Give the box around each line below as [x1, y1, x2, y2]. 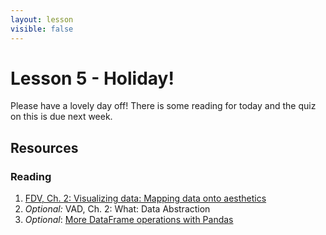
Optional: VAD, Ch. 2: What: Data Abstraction [24, 203, 211, 215]
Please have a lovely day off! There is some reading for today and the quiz [10, 100, 317, 112]
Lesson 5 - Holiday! [10, 67, 175, 90]
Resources [10, 139, 79, 156]
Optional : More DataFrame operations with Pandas [24, 214, 234, 226]
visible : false [10, 24, 74, 34]
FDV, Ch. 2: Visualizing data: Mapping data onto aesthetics [24, 192, 267, 205]
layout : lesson [10, 14, 74, 25]
